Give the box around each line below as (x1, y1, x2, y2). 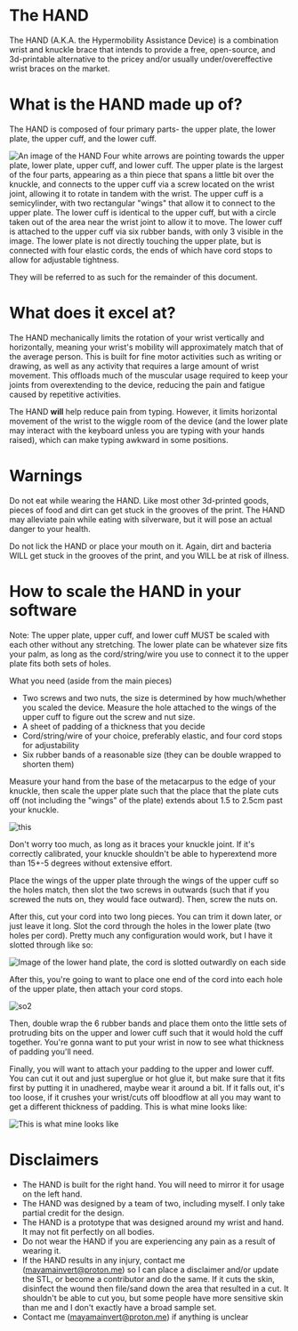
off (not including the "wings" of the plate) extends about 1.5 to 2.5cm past (9, 795, 283, 805)
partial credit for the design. (21, 1207, 125, 1218)
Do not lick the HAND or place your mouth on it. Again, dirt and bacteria (9, 540, 272, 552)
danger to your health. (9, 523, 91, 534)
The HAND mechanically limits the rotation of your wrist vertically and (9, 332, 265, 343)
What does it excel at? (9, 303, 176, 323)
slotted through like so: (9, 940, 93, 950)
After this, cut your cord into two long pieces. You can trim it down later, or (9, 911, 282, 922)
